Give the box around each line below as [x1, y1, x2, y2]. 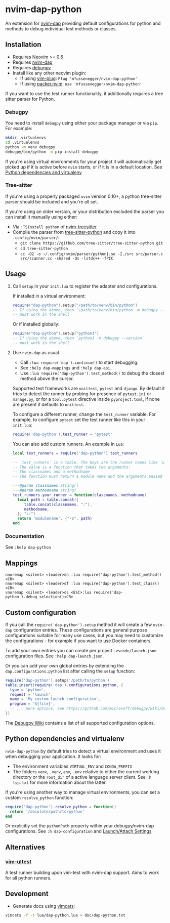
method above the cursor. [20, 375, 74, 382]
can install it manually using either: [5, 214, 77, 220]
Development [5, 890, 49, 898]
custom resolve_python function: [5, 794, 74, 801]
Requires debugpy [12, 64, 51, 70]
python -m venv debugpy [5, 144, 56, 150]
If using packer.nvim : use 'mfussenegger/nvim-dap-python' [20, 80, 142, 87]
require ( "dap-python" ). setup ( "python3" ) [12, 331, 99, 336]
